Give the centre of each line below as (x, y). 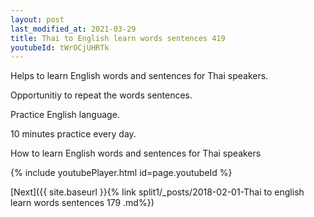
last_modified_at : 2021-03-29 (73, 29)
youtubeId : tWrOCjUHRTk (60, 47)
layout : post (37, 19)
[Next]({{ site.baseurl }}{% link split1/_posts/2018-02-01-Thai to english (157, 192)
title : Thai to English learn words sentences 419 (118, 38)
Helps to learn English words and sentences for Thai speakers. (139, 76)
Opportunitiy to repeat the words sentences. (101, 95)
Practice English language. (65, 115)
